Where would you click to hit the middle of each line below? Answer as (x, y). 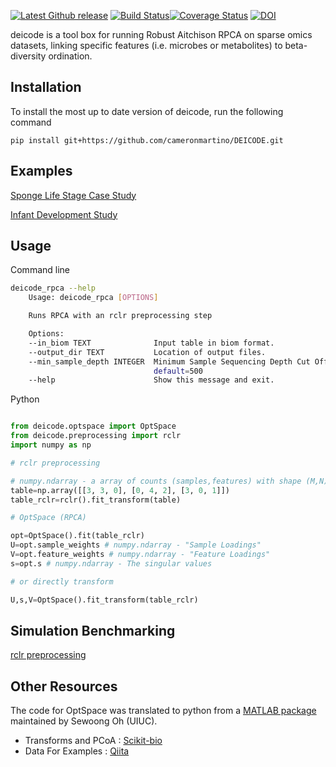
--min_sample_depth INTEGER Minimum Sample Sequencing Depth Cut (169, 361)
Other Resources (64, 686)
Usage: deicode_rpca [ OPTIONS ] (93, 298)
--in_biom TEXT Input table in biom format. (151, 343)
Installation (46, 87)
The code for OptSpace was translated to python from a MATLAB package (163, 711)
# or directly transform (62, 581)
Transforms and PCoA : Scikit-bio (93, 741)
